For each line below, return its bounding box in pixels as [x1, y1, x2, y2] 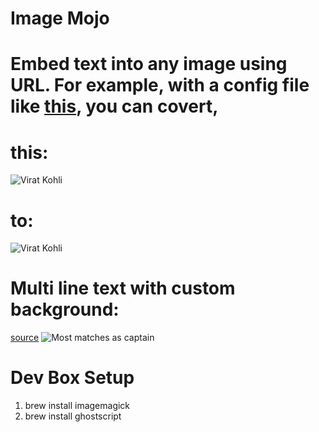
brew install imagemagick [24, 400, 131, 412]
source [10, 332, 40, 344]
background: [10, 298, 120, 321]
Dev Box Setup [10, 367, 135, 389]
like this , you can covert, [10, 95, 219, 118]
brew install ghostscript [24, 410, 122, 422]
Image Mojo [10, 7, 110, 30]
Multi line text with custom [10, 277, 236, 300]
